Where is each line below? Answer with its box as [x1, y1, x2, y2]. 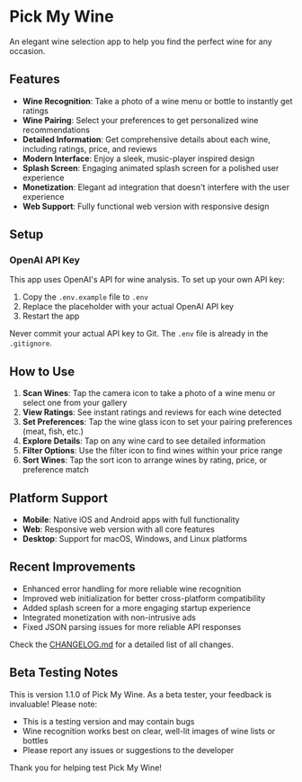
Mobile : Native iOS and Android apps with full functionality [22, 515, 240, 526]
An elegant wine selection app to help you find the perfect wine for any [9, 36, 272, 47]
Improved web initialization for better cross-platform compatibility [22, 592, 266, 604]
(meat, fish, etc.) [22, 426, 84, 437]
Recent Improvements [9, 560, 137, 575]
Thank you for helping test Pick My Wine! [9, 762, 162, 773]
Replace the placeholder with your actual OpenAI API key [22, 301, 235, 312]
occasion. [9, 45, 46, 56]
